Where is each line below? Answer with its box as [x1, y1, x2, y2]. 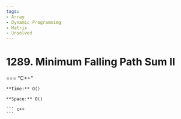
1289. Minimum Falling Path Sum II [6, 55, 176, 69]
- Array [6, 14, 25, 20]
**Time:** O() [6, 86, 41, 92]
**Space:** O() [6, 96, 43, 102]
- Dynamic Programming [6, 19, 61, 25]
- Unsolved [6, 30, 33, 36]
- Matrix [6, 24, 27, 31]
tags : [6, 8, 19, 15]
